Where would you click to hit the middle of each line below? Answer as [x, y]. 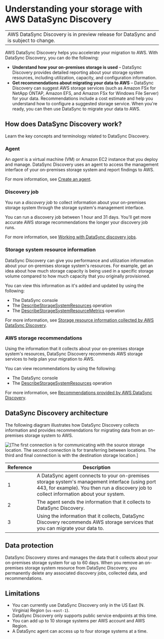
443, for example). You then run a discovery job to [94, 488]
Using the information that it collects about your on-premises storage [74, 348]
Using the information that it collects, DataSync [91, 516]
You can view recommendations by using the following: [61, 368]
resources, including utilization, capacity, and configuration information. [84, 77]
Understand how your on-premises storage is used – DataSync [77, 67]
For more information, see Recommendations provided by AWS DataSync [79, 392]
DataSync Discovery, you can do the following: [52, 58]
